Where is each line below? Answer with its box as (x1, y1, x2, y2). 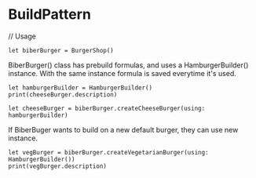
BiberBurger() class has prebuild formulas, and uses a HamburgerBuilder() (8, 60, 249, 70)
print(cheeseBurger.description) (8, 90, 118, 99)
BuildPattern (8, 5, 92, 24)
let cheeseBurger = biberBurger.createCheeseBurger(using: (8, 104, 206, 112)
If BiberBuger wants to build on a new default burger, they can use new (8, 125, 239, 134)
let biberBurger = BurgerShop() (8, 46, 114, 54)
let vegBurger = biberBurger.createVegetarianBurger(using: (8, 148, 210, 156)
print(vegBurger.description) (8, 162, 108, 170)
